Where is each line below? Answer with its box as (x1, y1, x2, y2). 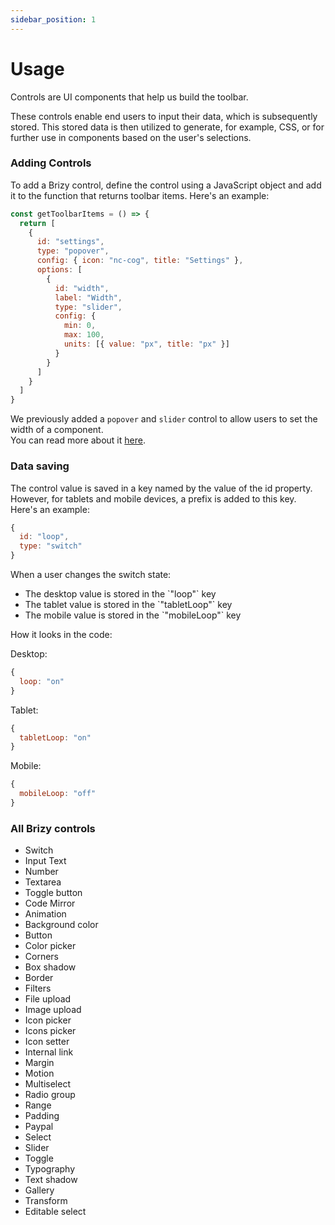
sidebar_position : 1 (10, 14, 97, 25)
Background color (24, 919, 99, 931)
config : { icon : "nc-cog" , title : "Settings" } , (36, 256, 244, 266)
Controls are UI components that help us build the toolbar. (10, 91, 249, 103)
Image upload (24, 1004, 82, 1016)
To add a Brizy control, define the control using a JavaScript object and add (10, 179, 322, 191)
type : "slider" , (54, 302, 123, 312)
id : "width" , (54, 283, 110, 293)
